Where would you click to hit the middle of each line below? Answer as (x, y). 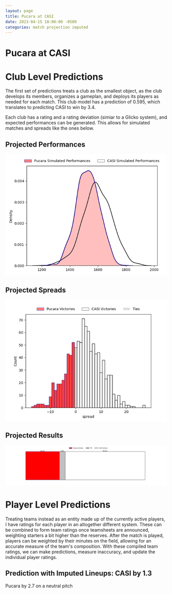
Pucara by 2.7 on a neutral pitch (39, 586)
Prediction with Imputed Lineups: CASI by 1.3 (79, 573)
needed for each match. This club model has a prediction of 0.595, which (83, 102)
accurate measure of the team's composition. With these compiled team (82, 546)
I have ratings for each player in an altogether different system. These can (84, 524)
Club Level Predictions (54, 77)
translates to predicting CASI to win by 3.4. (51, 107)
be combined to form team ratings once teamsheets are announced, (78, 530)
